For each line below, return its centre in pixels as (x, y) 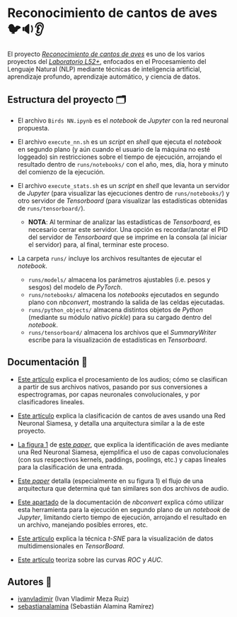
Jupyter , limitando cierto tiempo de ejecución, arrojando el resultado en (122, 517)
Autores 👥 (30, 582)
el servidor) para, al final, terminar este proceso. (98, 244)
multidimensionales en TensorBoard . (71, 546)
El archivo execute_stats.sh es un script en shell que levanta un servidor (123, 185)
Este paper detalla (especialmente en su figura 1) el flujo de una (110, 481)
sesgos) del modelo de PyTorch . (75, 287)
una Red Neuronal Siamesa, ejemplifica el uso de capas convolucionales (123, 452)
